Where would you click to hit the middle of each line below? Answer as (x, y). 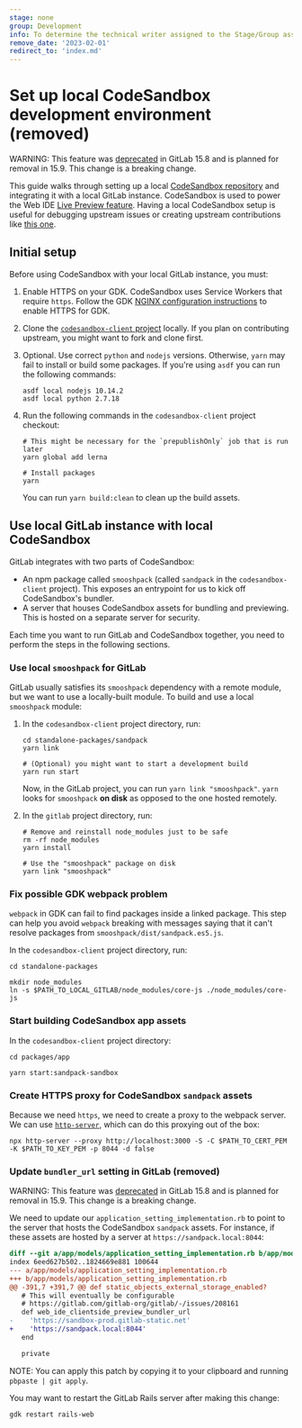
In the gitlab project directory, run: (87, 815)
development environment (110, 115)
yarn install (47, 847)
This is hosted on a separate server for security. (111, 617)
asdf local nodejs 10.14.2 (73, 391)
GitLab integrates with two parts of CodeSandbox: (102, 561)
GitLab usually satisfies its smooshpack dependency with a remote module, (145, 687)
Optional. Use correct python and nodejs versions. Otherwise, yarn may (154, 355)
